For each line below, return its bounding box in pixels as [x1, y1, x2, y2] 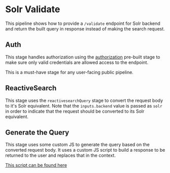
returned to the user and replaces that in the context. [5, 152, 116, 158]
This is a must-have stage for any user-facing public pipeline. [5, 69, 133, 75]
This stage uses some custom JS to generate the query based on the [5, 142, 150, 148]
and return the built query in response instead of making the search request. [5, 25, 165, 31]
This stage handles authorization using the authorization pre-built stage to [5, 54, 161, 60]
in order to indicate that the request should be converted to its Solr [5, 108, 145, 114]
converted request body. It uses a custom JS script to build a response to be [5, 147, 165, 153]
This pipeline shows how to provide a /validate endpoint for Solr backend [5, 20, 161, 26]
